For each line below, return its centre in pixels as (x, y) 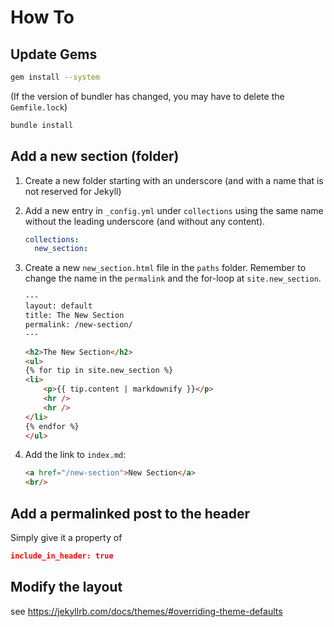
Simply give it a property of (66, 537)
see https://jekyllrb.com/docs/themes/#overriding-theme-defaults (146, 611)
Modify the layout (66, 587)
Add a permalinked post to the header (130, 513)
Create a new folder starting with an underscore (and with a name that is (174, 180)
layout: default (58, 306)
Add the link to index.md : (75, 455)
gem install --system (55, 77)
